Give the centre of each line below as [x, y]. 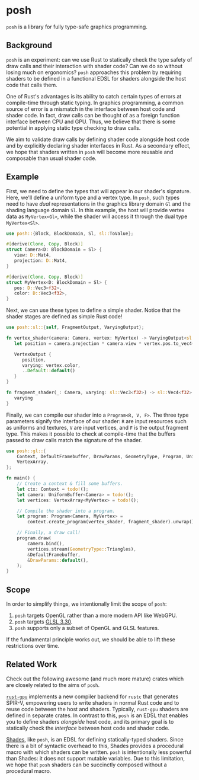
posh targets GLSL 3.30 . [44, 622]
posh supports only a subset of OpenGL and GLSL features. [87, 628]
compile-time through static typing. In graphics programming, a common [95, 103]
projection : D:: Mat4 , [41, 261]
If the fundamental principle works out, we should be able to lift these [91, 640]
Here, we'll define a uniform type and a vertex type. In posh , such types [93, 197]
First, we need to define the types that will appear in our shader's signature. [99, 191]
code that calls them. [32, 85]
